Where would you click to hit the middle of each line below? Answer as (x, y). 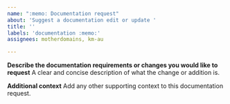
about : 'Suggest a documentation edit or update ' (82, 20)
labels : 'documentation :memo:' (54, 33)
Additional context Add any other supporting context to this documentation (115, 86)
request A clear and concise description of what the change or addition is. (114, 73)
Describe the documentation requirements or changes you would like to (113, 65)
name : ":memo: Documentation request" (63, 14)
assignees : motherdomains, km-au (55, 40)
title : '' (21, 26)
